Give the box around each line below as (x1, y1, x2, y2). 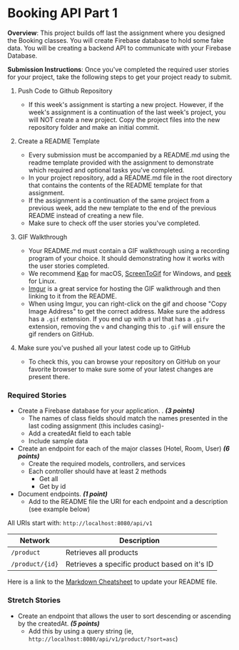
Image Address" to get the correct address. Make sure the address (28, 306, 225, 315)
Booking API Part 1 (7, 5, 118, 21)
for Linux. (28, 277, 57, 285)
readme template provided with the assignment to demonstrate (28, 158, 214, 167)
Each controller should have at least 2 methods (28, 467, 167, 475)
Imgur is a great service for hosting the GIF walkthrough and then (28, 284, 221, 293)
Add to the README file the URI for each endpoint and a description (28, 497, 228, 506)
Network (19, 536, 50, 546)
